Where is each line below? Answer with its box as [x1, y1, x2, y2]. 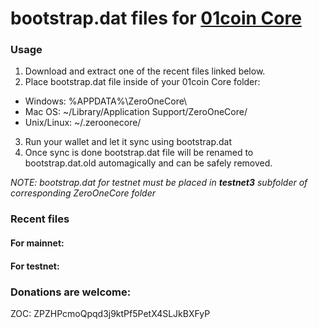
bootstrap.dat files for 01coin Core [10, 7, 302, 30]
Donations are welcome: [10, 285, 132, 299]
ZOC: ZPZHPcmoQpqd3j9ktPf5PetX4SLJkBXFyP [10, 307, 211, 319]
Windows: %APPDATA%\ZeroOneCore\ [24, 95, 188, 107]
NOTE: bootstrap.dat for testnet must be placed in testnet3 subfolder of [10, 177, 308, 189]
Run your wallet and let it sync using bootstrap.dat [24, 136, 233, 148]
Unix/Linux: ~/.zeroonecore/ [24, 117, 142, 129]
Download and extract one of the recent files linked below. [24, 65, 266, 77]
